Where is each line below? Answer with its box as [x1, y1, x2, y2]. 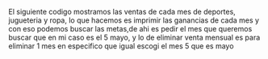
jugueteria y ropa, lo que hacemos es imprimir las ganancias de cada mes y [8, 15, 260, 25]
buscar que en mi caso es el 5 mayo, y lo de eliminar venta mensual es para [8, 32, 261, 42]
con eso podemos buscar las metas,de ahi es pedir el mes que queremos [8, 24, 253, 33]
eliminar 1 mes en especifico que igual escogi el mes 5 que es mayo [8, 41, 234, 51]
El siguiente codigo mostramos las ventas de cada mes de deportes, [8, 7, 236, 16]
